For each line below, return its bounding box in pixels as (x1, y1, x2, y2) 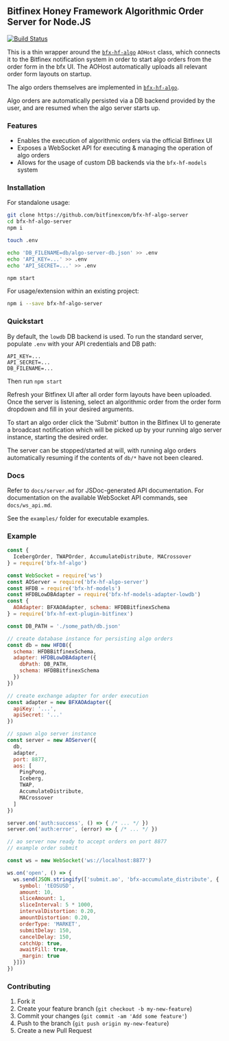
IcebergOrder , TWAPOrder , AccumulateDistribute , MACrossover (13, 554, 192, 560)
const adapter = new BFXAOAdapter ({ (7, 699, 112, 705)
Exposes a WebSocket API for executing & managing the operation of (16, 144, 213, 152)
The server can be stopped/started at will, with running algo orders (7, 446, 197, 454)
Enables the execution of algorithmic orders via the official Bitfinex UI (16, 137, 213, 145)
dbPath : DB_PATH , (19, 661, 69, 668)
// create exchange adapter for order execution (7, 692, 149, 699)
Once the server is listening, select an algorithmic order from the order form (7, 397, 221, 406)
